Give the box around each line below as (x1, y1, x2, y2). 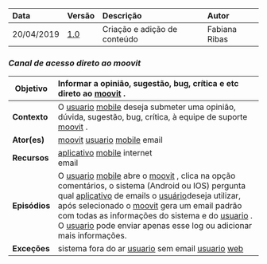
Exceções (12, 243, 50, 254)
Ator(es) (12, 135, 45, 146)
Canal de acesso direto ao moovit (8, 57, 141, 69)
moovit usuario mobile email (58, 135, 163, 146)
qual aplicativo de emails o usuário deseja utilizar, (58, 191, 241, 202)
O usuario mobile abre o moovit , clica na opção (58, 171, 236, 182)
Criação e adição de (102, 24, 178, 34)
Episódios (12, 200, 51, 211)
